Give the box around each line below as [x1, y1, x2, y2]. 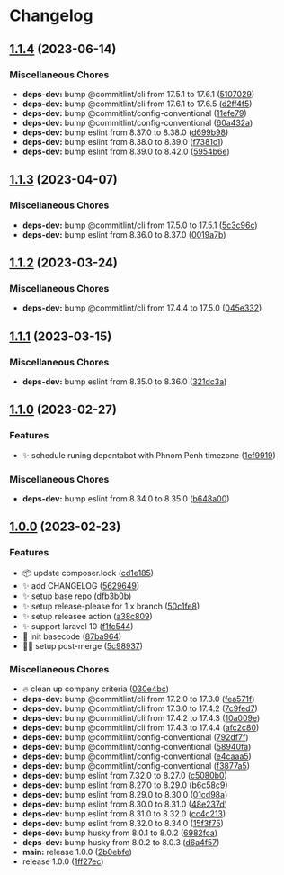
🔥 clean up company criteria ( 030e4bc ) [22, 683, 169, 694]
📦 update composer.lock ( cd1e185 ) [22, 567, 155, 578]
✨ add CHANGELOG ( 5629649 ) [22, 580, 140, 591]
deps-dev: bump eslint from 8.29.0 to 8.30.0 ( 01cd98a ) [22, 789, 228, 799]
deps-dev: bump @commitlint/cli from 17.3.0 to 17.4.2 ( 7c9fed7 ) [22, 703, 258, 714]
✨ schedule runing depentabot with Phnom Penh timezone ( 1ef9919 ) [22, 449, 276, 460]
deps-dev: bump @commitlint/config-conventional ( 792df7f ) [22, 731, 249, 743]
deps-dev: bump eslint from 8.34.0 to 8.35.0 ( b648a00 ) [22, 492, 230, 504]
